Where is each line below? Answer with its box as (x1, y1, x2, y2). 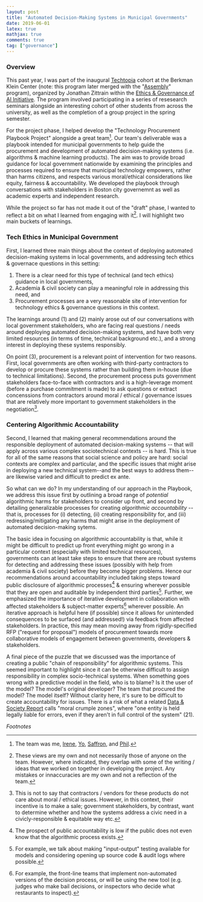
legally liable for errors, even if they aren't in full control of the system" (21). (6, 710, 195, 718)
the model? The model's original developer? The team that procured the (6, 685, 185, 692)
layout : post (6, 8, 39, 15)
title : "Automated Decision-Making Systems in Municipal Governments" (6, 15, 188, 21)
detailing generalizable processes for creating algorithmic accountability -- (6, 504, 193, 511)
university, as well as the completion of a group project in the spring (6, 109, 175, 116)
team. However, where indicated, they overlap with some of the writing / (14, 758, 195, 766)
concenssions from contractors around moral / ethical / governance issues (6, 392, 192, 399)
